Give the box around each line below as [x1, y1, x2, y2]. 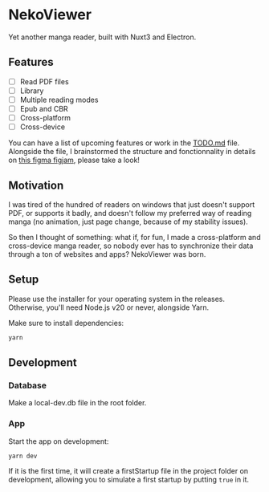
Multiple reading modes [19, 95, 99, 104]
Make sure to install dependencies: [8, 318, 124, 327]
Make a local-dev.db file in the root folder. [8, 398, 147, 408]
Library [19, 86, 44, 96]
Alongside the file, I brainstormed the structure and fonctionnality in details [8, 147, 256, 157]
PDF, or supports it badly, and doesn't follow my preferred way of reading [8, 208, 252, 218]
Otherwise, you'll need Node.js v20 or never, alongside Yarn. [8, 303, 210, 312]
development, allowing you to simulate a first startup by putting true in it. [8, 475, 250, 485]
